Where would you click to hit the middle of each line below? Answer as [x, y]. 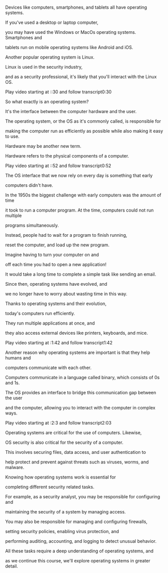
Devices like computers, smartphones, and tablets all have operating [76, 7]
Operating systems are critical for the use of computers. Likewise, [73, 433]
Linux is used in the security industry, [44, 67]
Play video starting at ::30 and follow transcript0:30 [58, 92]
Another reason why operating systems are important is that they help [78, 352]
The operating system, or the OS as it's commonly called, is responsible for [83, 121]
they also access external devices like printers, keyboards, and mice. [77, 333]
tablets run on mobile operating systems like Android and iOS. [69, 47]
